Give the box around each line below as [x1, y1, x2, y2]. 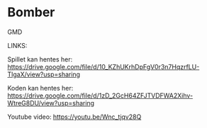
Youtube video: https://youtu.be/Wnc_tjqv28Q [7, 112, 142, 121]
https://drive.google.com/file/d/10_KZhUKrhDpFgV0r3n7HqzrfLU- [7, 62, 200, 71]
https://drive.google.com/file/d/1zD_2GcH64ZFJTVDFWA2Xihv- [7, 91, 194, 100]
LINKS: [7, 41, 28, 50]
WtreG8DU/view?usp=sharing [7, 98, 94, 107]
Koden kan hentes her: [7, 83, 74, 92]
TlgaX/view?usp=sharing [7, 70, 80, 78]
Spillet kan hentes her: [7, 54, 73, 64]
